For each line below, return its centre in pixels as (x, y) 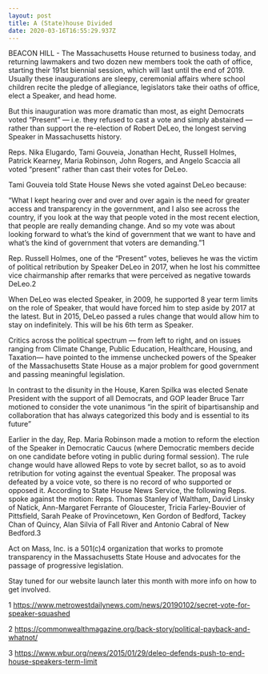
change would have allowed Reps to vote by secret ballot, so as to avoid (127, 465)
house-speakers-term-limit (53, 662)
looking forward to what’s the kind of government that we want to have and (132, 235)
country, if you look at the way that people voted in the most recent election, (134, 218)
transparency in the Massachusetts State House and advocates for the (125, 557)
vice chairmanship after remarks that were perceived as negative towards (130, 275)
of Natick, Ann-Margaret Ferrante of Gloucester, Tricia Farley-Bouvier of (127, 508)
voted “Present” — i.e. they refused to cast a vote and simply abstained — (130, 120)
